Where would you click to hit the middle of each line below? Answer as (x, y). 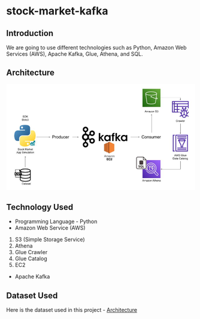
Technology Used (40, 207)
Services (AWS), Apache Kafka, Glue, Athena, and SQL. (75, 54)
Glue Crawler (31, 252)
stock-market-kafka (57, 11)
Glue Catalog (31, 258)
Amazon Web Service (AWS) (50, 228)
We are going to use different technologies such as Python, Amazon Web (96, 47)
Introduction (30, 33)
